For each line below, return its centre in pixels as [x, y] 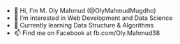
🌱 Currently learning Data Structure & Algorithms [84, 25]
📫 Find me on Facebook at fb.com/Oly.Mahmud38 [87, 33]
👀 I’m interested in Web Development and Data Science [93, 18]
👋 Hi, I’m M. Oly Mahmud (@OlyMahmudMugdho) [85, 11]
